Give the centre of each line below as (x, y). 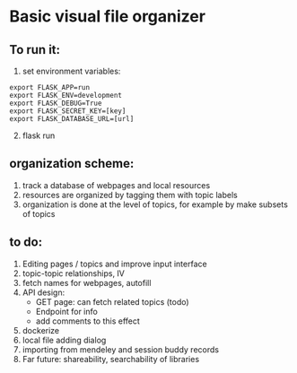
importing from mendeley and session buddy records (121, 349)
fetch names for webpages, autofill (87, 282)
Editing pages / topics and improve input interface (115, 264)
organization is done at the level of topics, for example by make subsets (155, 204)
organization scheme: (72, 164)
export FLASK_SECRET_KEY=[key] (68, 111)
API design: (44, 292)
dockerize (41, 330)
